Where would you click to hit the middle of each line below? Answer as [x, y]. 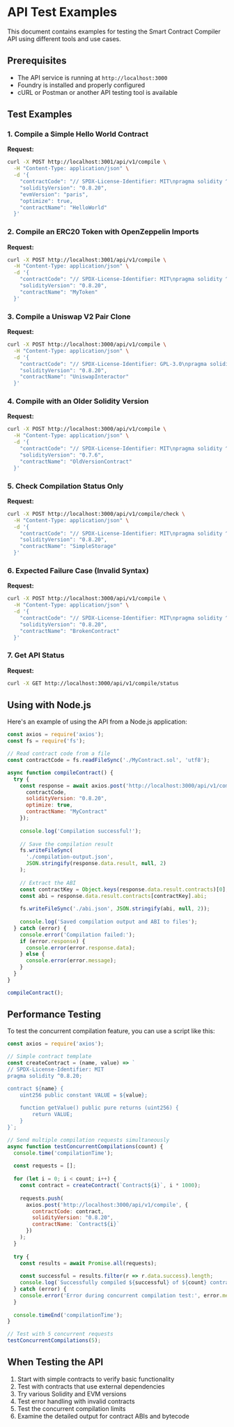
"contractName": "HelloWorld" [64, 207]
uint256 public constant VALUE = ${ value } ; [84, 1095]
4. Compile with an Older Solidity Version [78, 402]
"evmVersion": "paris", [54, 194]
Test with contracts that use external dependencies [91, 1386]
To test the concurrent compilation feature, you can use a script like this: [111, 1031]
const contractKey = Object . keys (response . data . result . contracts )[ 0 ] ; [124, 890]
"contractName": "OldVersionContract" [76, 461]
